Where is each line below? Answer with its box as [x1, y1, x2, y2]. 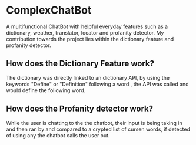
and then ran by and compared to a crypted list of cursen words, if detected [6, 126, 190, 133]
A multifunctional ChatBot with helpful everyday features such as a [6, 23, 168, 30]
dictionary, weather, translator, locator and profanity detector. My [6, 29, 164, 36]
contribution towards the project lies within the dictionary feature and [6, 35, 174, 42]
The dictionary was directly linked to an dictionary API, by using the [6, 74, 170, 81]
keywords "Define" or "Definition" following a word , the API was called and [6, 80, 190, 87]
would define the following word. [6, 86, 86, 94]
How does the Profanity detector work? [6, 104, 154, 114]
